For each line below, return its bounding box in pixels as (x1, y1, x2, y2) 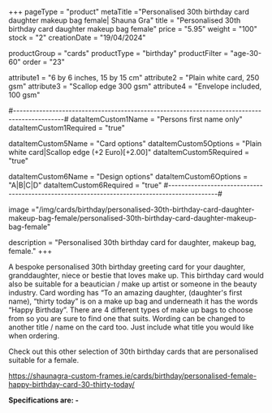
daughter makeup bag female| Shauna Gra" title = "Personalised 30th (8, 15, 241, 25)
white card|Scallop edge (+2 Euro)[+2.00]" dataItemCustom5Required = (8, 148, 250, 157)
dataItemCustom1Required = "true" (8, 123, 126, 132)
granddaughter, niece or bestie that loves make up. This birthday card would (8, 271, 264, 280)
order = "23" (22, 57, 65, 67)
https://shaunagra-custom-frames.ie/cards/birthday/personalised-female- (8, 371, 257, 381)
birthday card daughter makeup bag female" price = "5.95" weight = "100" (8, 24, 257, 33)
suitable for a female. (8, 355, 80, 364)
